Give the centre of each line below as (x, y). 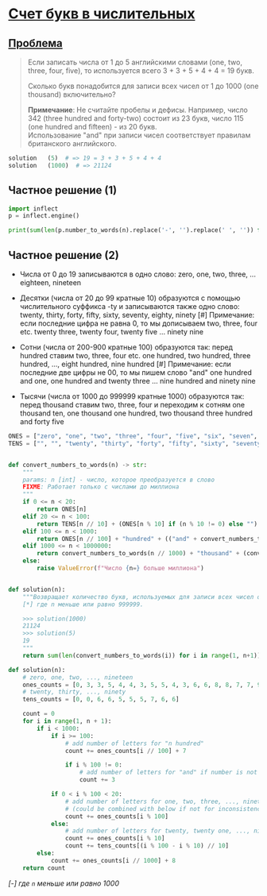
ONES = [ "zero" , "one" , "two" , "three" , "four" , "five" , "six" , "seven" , (133, 436)
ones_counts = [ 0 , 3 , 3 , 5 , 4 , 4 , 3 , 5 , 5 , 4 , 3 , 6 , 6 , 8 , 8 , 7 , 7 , (138, 685)
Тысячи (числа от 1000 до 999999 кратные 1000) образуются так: (132, 396)
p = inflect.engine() (44, 216)
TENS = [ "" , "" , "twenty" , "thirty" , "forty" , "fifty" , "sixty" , (119, 443)
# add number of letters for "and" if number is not (168, 772)
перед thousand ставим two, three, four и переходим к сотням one (132, 405)
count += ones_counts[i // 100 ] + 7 (126, 751)
